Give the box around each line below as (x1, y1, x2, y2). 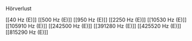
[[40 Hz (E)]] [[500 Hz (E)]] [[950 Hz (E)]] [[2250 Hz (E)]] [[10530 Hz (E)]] (5, 16, 187, 23)
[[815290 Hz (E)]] (5, 29, 48, 36)
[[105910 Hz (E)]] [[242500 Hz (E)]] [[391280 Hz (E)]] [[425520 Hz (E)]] (5, 23, 181, 29)
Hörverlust (5, 5, 32, 12)
